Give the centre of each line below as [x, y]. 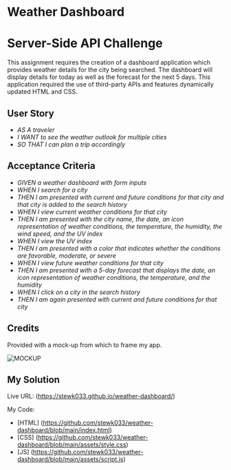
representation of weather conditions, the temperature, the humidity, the [120, 226]
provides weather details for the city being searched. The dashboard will [110, 70]
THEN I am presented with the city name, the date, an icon [100, 219]
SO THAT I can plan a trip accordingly [71, 144]
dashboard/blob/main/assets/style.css [71, 445]
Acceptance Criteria [51, 166]
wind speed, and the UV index [60, 234]
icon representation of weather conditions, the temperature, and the [114, 277]
